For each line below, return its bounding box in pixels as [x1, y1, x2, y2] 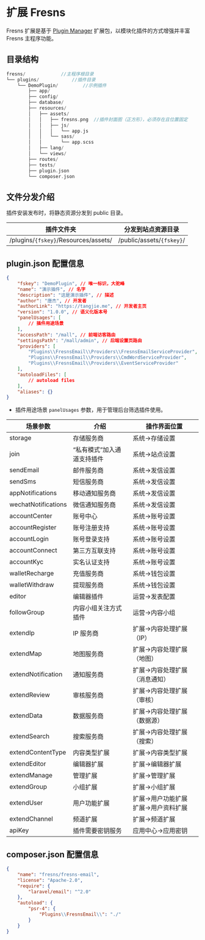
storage [9, 434, 32, 442]
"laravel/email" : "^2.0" [28, 889, 92, 895]
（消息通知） [132, 675, 170, 684]
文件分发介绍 [6, 192, 55, 202]
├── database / [28, 99, 64, 106]
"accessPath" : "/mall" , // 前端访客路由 [17, 332, 116, 338]
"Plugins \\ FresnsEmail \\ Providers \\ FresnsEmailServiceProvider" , [28, 349, 198, 355]
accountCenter [9, 512, 52, 520]
